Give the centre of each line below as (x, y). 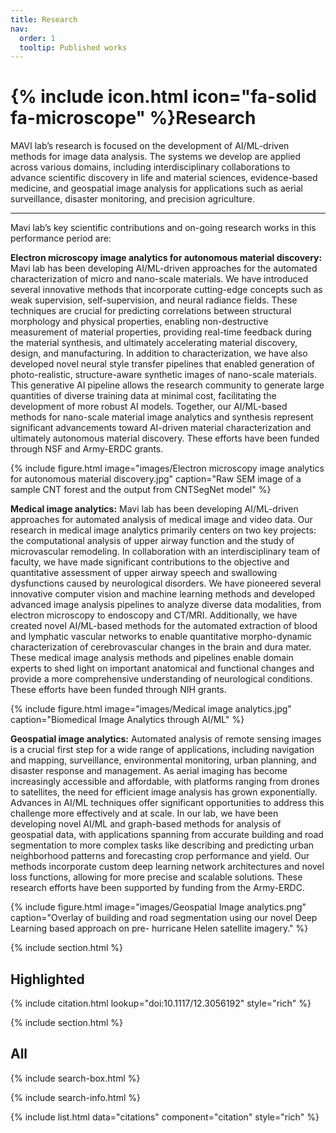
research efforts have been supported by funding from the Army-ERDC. (157, 888)
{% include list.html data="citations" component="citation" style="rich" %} (165, 1117)
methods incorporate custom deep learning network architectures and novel (167, 867)
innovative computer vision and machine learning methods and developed (163, 594)
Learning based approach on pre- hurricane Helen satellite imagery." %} (159, 928)
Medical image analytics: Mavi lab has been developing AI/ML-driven (154, 509)
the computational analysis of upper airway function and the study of (152, 541)
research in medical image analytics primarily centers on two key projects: (163, 530)
